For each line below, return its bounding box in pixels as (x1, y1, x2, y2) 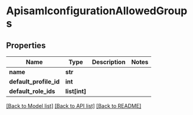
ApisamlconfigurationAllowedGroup (6, 4, 188, 18)
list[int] (65, 87, 87, 95)
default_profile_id (9, 78, 60, 85)
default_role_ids (9, 87, 55, 95)
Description (91, 58, 126, 66)
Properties (6, 40, 46, 50)
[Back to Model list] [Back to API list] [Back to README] (6, 103, 142, 109)
